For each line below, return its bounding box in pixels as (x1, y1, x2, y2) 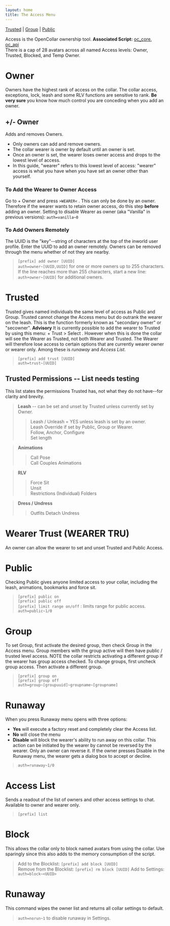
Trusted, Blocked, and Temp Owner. (5, 52, 80, 58)
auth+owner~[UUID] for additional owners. (17, 274, 104, 280)
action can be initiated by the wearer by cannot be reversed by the (12, 743, 152, 749)
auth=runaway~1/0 (17, 763, 55, 768)
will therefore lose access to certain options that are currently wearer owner (5, 341, 164, 347)
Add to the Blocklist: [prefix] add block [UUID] (17, 861, 118, 867)
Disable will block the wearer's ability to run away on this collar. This (12, 737, 156, 743)
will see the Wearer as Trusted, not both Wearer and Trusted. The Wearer (5, 335, 159, 342)
